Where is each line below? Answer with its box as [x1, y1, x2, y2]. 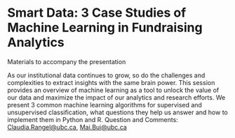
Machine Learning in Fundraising [7, 20, 203, 36]
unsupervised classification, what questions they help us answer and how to [7, 108, 228, 116]
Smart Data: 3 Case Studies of [7, 5, 187, 21]
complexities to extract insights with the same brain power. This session [7, 78, 215, 86]
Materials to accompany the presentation [7, 57, 126, 66]
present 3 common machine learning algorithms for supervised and [7, 100, 202, 109]
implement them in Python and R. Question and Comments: [7, 115, 179, 123]
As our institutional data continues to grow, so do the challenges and [7, 71, 206, 79]
